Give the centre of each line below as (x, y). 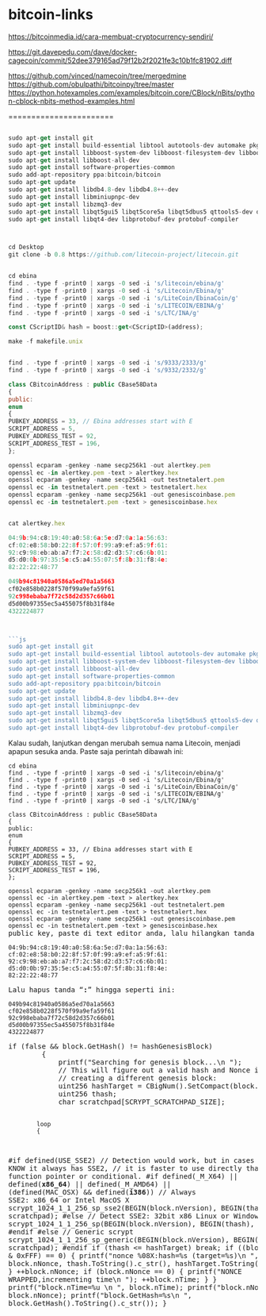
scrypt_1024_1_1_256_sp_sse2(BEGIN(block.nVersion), (113, 1208)
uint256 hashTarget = (100, 1086)
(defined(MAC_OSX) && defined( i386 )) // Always (102, 1192)
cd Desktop (26, 248)
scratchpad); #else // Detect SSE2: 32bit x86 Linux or (119, 1216)
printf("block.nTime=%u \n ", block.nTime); (96, 1287)
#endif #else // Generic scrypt (71, 1231)
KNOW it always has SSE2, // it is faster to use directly (125, 1168)
